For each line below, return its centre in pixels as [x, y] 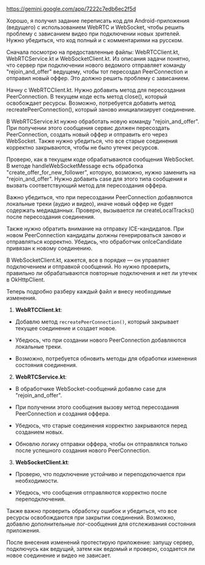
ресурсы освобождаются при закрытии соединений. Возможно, [91, 518]
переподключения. [40, 499]
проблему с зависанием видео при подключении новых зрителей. [94, 34]
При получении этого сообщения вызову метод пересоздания [97, 407]
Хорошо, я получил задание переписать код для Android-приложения [98, 21]
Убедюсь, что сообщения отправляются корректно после [91, 492]
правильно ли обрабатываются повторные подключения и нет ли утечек [102, 273]
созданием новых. [39, 432]
